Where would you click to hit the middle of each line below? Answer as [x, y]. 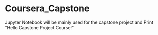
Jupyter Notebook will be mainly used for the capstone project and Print [79, 22]
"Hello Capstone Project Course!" [40, 27]
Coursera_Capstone [47, 9]
